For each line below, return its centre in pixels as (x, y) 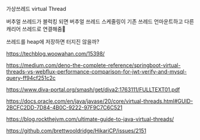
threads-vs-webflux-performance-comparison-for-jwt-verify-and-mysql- (96, 71)
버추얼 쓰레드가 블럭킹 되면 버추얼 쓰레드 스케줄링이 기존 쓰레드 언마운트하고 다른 (100, 22)
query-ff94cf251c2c (31, 78)
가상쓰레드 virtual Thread (36, 9)
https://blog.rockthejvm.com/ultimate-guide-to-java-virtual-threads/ (90, 119)
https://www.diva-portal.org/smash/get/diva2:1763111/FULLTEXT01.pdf (93, 89)
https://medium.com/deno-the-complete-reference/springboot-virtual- (93, 65)
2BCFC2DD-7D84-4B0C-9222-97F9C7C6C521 (64, 107)
